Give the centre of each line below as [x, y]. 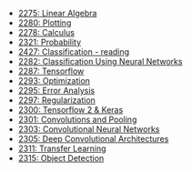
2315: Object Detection [61, 158]
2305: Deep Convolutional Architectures [93, 139]
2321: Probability [50, 42]
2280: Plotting [45, 23]
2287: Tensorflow [51, 71]
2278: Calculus [46, 32]
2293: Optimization [54, 81]
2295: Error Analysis [56, 91]
